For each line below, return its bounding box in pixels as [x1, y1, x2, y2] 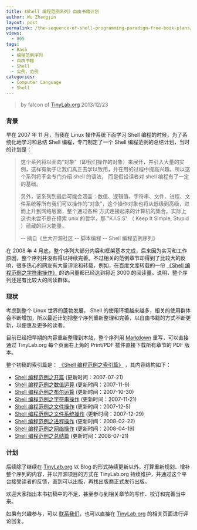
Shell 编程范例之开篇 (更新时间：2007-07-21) [14, 374, 124, 381]
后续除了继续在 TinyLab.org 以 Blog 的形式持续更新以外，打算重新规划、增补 [6, 463, 191, 470]
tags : [6, 42, 19, 48]
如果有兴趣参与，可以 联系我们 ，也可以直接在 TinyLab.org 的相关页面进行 [6, 510, 184, 517]
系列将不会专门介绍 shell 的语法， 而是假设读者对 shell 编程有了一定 [25, 173, 189, 180]
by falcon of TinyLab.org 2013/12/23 [20, 101, 108, 108]
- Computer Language [11, 80, 62, 86]
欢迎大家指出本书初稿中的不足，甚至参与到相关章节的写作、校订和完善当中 [6, 490, 186, 497]
